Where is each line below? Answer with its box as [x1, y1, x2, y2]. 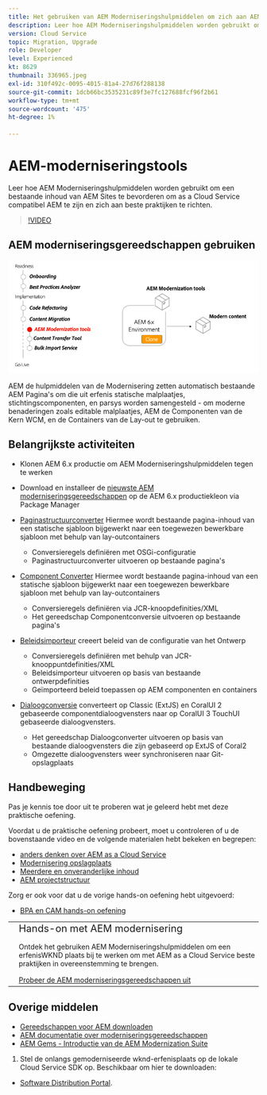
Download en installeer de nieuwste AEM [19, 483, 155, 492]
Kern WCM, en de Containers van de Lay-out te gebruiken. [8, 414, 200, 424]
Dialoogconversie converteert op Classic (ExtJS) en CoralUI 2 [19, 700, 222, 710]
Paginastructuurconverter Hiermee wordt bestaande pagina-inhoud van [19, 515, 255, 524]
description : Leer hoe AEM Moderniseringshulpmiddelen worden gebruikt [8, 21, 250, 29]
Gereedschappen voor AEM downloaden [19, 1021, 153, 1031]
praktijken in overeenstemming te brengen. [18, 959, 159, 969]
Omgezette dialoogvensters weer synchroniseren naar [31, 749, 210, 758]
